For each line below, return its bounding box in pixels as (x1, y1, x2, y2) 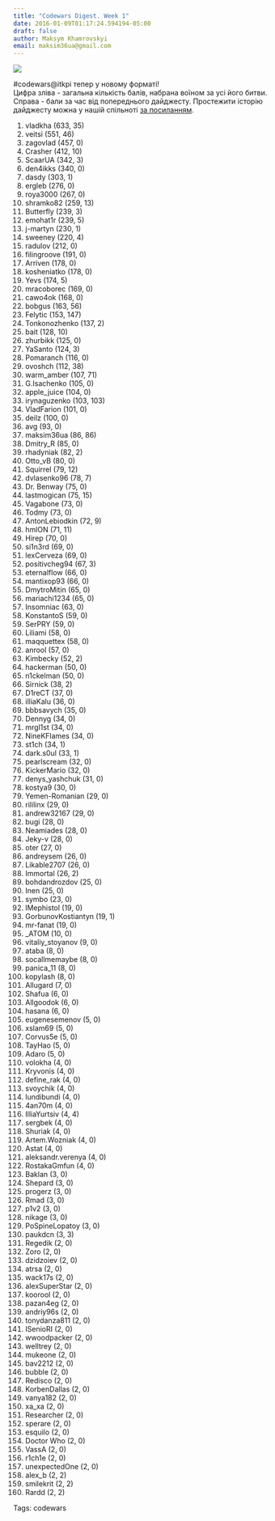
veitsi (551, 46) (24, 129, 75, 139)
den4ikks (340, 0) (24, 163, 86, 174)
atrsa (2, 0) (24, 1264, 63, 1274)
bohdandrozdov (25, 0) (24, 877, 103, 887)
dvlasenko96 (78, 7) (24, 473, 92, 483)
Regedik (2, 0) (24, 1239, 73, 1248)
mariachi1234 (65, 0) (24, 594, 95, 604)
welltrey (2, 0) (24, 1341, 72, 1351)
